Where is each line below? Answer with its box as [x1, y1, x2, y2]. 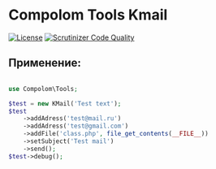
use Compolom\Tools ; [8, 84, 79, 93]
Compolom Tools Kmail [8, 6, 168, 24]
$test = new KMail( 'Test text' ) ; [8, 99, 122, 107]
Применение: [8, 56, 81, 70]
